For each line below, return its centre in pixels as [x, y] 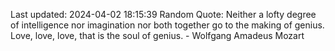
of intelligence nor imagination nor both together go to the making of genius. [167, 25]
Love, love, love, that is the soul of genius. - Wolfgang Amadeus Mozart [157, 35]
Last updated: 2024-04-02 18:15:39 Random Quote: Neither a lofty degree [163, 14]
